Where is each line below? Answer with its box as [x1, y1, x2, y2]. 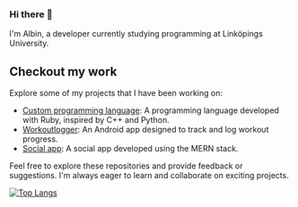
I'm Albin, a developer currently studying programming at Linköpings [9, 29, 263, 39]
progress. [22, 134, 58, 144]
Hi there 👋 [9, 8, 54, 21]
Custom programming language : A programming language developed [22, 105, 280, 116]
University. [9, 38, 49, 48]
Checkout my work [9, 64, 118, 79]
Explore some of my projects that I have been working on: [9, 88, 223, 99]
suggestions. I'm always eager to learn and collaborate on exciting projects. [9, 170, 289, 181]
